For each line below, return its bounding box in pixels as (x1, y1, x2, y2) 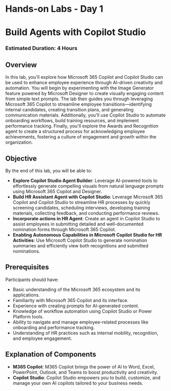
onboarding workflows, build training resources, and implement (5, 118, 139, 124)
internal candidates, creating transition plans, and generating (5, 107, 134, 113)
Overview (5, 60, 37, 69)
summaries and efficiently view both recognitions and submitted (12, 242, 148, 248)
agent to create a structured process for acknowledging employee (5, 128, 145, 134)
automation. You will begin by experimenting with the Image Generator (5, 85, 154, 91)
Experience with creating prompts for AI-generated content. (12, 303, 139, 309)
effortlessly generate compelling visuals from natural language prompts (12, 182, 164, 189)
